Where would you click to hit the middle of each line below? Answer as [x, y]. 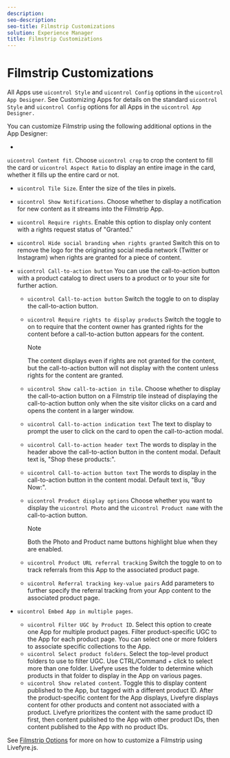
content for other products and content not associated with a [114, 705]
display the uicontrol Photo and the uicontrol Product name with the [125, 508]
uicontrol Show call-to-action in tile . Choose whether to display [124, 389]
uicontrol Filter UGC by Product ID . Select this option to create [119, 624]
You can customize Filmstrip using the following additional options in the [109, 126]
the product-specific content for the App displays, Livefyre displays [123, 698]
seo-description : [32, 20]
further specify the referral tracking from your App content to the [119, 591]
